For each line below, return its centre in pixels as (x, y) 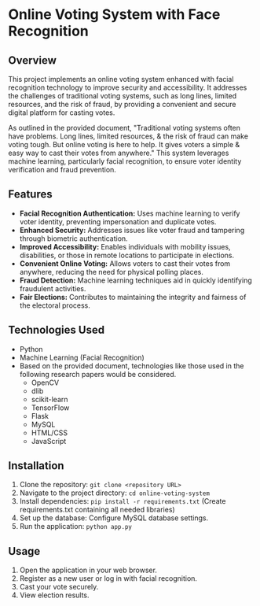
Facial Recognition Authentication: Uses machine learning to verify (130, 213)
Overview (33, 60)
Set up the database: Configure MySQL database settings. (114, 518)
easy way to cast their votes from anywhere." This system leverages (119, 153)
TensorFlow (50, 408)
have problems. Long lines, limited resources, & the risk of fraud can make (128, 136)
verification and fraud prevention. (62, 170)
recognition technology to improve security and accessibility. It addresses (128, 87)
